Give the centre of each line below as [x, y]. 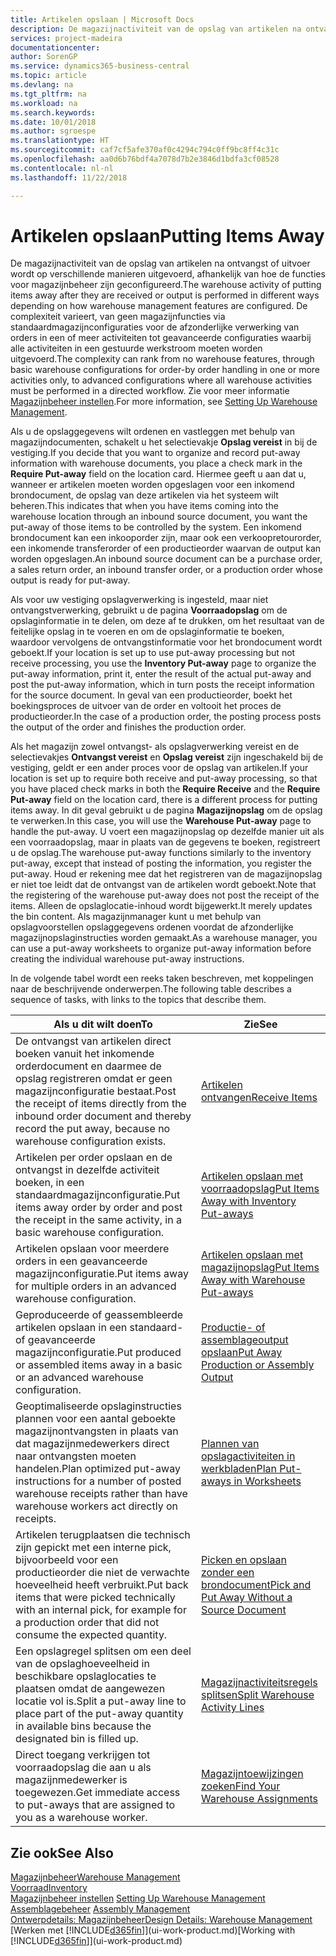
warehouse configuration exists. [91, 1141]
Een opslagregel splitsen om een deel [103, 1651]
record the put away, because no [93, 1129]
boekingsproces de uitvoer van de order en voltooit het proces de [146, 706]
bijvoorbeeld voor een [67, 1560]
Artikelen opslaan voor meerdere [92, 1249]
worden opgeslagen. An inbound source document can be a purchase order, [166, 559]
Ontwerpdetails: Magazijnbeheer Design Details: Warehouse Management [161, 1920]
